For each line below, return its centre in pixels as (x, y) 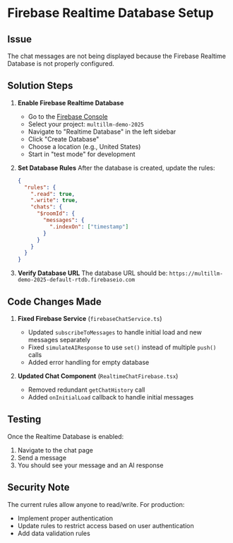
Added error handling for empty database (89, 362)
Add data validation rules (54, 533)
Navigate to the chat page (55, 450)
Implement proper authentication (65, 518)
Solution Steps (40, 86)
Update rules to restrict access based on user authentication (106, 525)
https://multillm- (196, 274)
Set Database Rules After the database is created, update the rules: (116, 168)
